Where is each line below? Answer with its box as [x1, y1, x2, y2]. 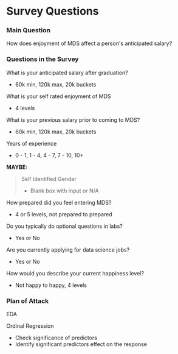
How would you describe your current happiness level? [6, 269, 145, 277]
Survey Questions [6, 4, 99, 18]
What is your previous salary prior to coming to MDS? [6, 116, 140, 123]
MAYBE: [6, 163, 28, 171]
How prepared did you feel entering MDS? [6, 199, 112, 206]
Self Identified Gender [21, 175, 77, 182]
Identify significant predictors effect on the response [15, 341, 148, 348]
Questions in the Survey [6, 55, 79, 63]
